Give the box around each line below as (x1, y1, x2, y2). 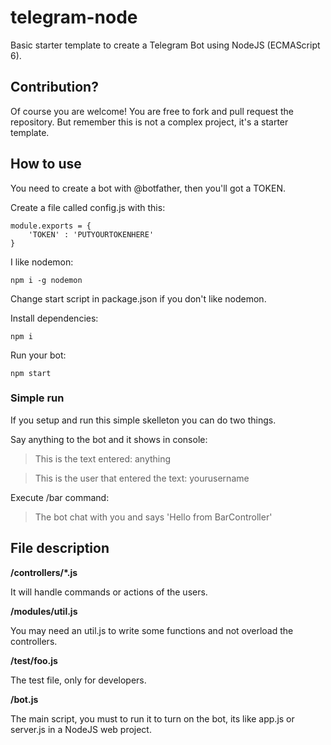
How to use (10, 156, 82, 173)
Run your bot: (10, 349, 67, 361)
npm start (10, 368, 52, 378)
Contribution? (10, 79, 99, 96)
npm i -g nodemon (10, 275, 83, 285)
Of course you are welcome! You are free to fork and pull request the (10, 105, 294, 117)
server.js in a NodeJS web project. (10, 723, 152, 735)
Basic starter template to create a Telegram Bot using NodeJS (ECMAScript (10, 39, 321, 51)
